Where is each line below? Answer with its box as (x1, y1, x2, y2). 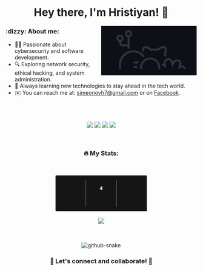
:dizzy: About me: (5, 27, 59, 36)
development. (14, 54, 49, 61)
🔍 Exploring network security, (14, 61, 90, 68)
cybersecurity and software (14, 47, 84, 55)
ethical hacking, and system (14, 69, 85, 77)
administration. (14, 76, 52, 83)
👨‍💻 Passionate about (14, 41, 67, 48)
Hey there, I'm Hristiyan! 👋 (33, 5, 169, 19)
